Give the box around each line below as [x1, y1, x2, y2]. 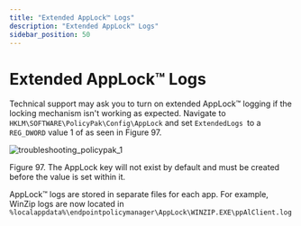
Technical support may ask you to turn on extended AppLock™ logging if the [9, 98, 293, 109]
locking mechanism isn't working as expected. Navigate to [9, 108, 227, 119]
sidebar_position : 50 [9, 30, 91, 39]
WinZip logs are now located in [9, 199, 124, 210]
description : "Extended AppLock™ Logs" [9, 22, 160, 31]
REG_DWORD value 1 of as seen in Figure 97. [9, 127, 162, 138]
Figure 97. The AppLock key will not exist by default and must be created [9, 162, 280, 173]
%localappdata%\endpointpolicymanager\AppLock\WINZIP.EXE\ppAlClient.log [9, 208, 293, 217]
